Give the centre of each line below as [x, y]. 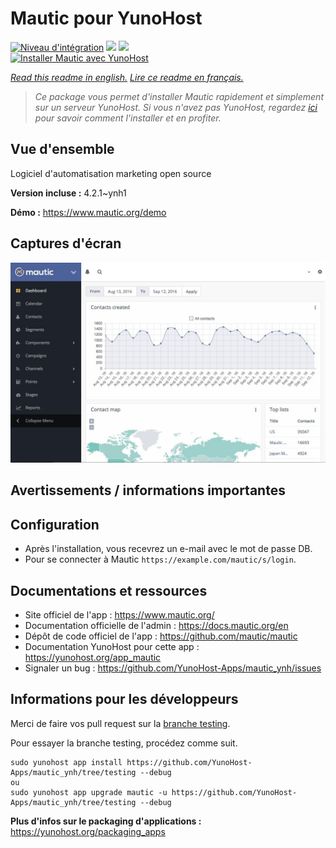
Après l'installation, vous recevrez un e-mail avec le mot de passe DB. [168, 549]
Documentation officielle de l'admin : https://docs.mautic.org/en [156, 626]
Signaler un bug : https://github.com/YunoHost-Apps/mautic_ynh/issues [173, 668]
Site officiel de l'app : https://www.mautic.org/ [119, 615]
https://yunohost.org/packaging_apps [88, 831]
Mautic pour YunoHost [106, 18]
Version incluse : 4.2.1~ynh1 [68, 193]
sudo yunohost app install [66, 762]
